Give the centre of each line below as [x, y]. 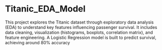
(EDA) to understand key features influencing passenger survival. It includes [81, 27]
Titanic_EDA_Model [45, 9]
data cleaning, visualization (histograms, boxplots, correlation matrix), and [79, 32]
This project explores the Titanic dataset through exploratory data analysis [79, 22]
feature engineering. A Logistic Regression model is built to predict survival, [81, 37]
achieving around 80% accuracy [38, 42]
